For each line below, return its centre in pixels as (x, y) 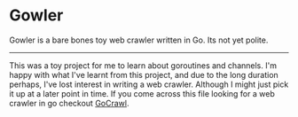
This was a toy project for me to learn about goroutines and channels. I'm (143, 65)
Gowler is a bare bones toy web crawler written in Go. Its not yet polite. (139, 40)
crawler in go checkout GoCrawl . (69, 103)
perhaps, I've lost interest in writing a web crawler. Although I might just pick (149, 84)
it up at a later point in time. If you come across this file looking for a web (142, 93)
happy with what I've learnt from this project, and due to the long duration (144, 74)
